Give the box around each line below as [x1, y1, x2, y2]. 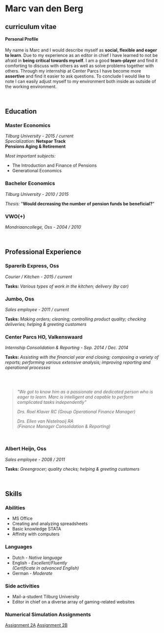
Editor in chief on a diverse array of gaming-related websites [12, 599, 135, 605]
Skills [5, 490, 22, 498]
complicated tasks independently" [17, 399, 87, 405]
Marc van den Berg [5, 3, 84, 14]
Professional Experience [5, 248, 82, 256]
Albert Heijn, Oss [5, 445, 47, 452]
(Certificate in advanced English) [12, 565, 79, 571]
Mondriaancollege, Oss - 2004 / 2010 [5, 224, 81, 230]
